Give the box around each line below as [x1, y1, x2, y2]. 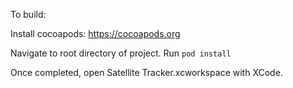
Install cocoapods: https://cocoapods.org [10, 28, 181, 39]
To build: [10, 9, 47, 20]
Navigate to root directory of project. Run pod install [10, 47, 232, 59]
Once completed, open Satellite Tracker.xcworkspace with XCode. [10, 67, 283, 78]
